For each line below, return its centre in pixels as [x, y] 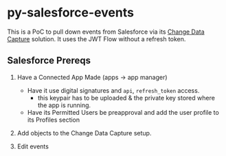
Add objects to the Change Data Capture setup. [84, 133]
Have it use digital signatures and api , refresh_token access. [113, 90]
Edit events [33, 146]
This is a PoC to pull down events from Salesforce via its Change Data [106, 32]
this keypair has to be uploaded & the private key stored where [126, 98]
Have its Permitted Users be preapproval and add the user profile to [123, 112]
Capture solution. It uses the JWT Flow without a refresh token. [97, 38]
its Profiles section [54, 120]
